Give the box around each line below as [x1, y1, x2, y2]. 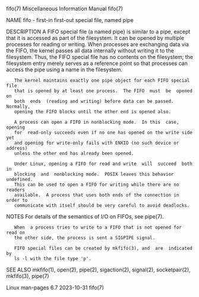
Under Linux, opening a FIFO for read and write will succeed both [14, 161, 193, 167]
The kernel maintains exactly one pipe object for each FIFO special [14, 77, 190, 83]
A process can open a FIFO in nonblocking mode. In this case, [14, 119, 179, 125]
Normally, [6, 104, 31, 110]
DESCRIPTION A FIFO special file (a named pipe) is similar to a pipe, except [6, 28, 191, 35]
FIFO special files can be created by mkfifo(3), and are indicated [14, 245, 193, 251]
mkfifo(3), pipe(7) [6, 273, 49, 279]
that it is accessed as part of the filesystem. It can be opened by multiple [6, 35, 184, 41]
